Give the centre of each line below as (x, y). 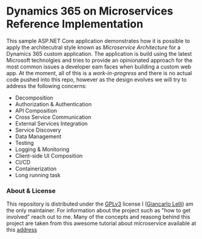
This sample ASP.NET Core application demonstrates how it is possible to (98, 41)
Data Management (38, 136)
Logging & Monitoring (42, 149)
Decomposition (34, 98)
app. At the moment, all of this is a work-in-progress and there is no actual (99, 73)
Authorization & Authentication (53, 104)
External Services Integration (51, 123)
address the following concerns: (46, 86)
